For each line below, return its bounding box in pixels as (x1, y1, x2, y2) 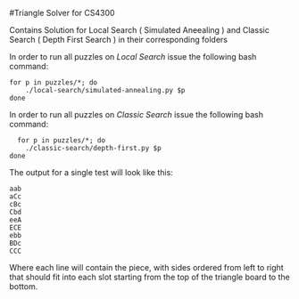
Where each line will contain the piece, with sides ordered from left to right (9, 263, 284, 272)
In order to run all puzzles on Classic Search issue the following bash (9, 109, 263, 119)
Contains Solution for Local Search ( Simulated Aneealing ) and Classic (9, 25, 270, 35)
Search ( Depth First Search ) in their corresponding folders (9, 35, 228, 44)
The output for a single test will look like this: (9, 167, 174, 177)
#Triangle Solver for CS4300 (9, 8, 115, 18)
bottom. (9, 281, 38, 292)
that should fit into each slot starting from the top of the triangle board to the (9, 271, 290, 282)
